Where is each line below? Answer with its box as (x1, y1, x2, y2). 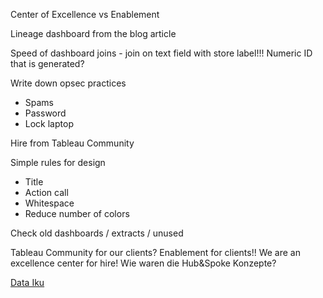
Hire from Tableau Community (10, 137, 135, 149)
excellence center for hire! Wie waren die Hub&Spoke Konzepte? (10, 257, 277, 269)
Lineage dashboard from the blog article (10, 28, 177, 39)
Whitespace (24, 197, 75, 209)
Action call (24, 187, 69, 198)
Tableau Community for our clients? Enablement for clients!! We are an (10, 247, 301, 258)
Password (24, 107, 67, 119)
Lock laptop (24, 118, 74, 129)
